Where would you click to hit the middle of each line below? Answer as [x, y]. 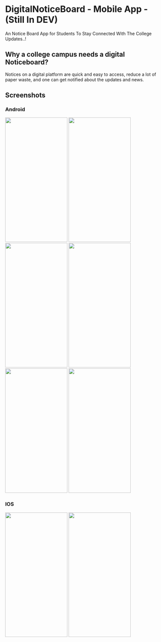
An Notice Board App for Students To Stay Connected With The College [79, 33]
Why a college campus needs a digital [65, 55]
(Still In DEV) [32, 20]
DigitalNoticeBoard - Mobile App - [77, 9]
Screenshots [25, 95]
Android [15, 110]
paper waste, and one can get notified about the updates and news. [75, 79]
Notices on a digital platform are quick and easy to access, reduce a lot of [81, 74]
